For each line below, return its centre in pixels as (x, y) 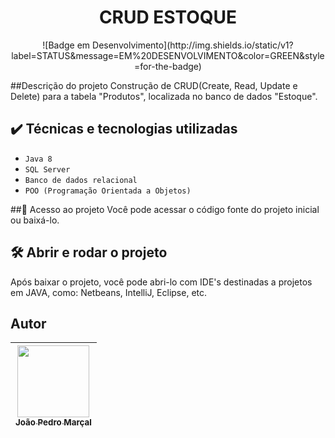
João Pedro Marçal (53, 422)
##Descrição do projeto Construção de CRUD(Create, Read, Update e (154, 85)
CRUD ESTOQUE (168, 17)
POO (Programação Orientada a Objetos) (108, 191)
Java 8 (38, 159)
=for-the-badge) (168, 66)
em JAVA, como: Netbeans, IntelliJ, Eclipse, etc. (109, 292)
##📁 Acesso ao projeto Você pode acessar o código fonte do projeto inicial (165, 209)
